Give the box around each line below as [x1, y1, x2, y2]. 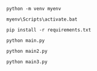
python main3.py [6, 59, 48, 65]
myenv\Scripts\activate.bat [6, 16, 78, 22]
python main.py [6, 38, 45, 44]
